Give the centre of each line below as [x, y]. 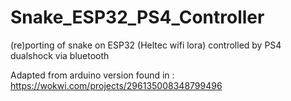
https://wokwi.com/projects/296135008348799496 [116, 85]
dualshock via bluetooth [60, 55]
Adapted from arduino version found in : [92, 75]
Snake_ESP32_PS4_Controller [137, 17]
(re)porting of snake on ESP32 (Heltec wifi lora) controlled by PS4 [146, 45]
